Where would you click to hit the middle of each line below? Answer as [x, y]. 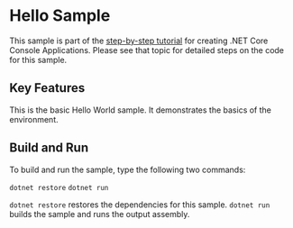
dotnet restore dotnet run [59, 187]
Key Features [47, 88]
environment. [34, 119]
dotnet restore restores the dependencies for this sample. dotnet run [140, 205]
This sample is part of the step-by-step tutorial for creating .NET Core [139, 41]
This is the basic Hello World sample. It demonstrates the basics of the [141, 110]
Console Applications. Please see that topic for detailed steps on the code [147, 50]
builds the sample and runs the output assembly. [100, 214]
